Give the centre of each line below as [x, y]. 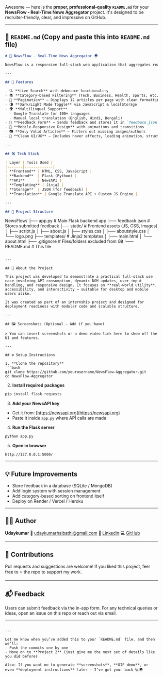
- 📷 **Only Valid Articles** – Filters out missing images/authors [75, 132]
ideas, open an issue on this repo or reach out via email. [61, 613]
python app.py [19, 437]
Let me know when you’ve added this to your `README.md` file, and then [80, 640]
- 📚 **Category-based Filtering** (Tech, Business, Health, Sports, [76, 96]
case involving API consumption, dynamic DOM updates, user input [73, 281]
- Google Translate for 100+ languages [50, 114]
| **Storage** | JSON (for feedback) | [47, 189]
